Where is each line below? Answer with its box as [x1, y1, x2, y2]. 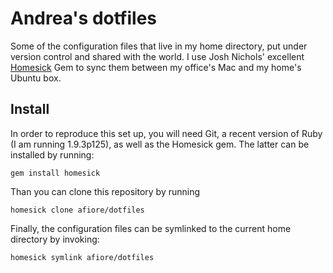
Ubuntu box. [10, 72, 62, 84]
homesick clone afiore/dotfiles [10, 205, 145, 215]
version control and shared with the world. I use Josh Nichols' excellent [10, 50, 305, 62]
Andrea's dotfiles [10, 7, 157, 30]
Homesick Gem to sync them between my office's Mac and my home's [10, 61, 302, 73]
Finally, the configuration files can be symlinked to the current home [10, 222, 292, 234]
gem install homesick [10, 168, 101, 178]
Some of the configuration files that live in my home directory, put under [10, 40, 308, 52]
